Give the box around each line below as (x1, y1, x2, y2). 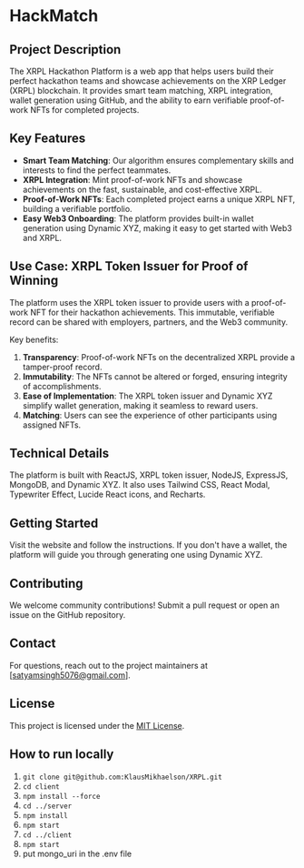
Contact (9, 636, 56, 651)
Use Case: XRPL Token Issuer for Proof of (9, 258, 249, 274)
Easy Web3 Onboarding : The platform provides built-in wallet (22, 213, 254, 224)
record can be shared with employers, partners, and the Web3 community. (9, 316, 289, 328)
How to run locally (9, 747, 114, 762)
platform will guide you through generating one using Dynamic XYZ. (9, 550, 263, 560)
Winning (9, 273, 59, 288)
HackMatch (9, 5, 99, 26)
